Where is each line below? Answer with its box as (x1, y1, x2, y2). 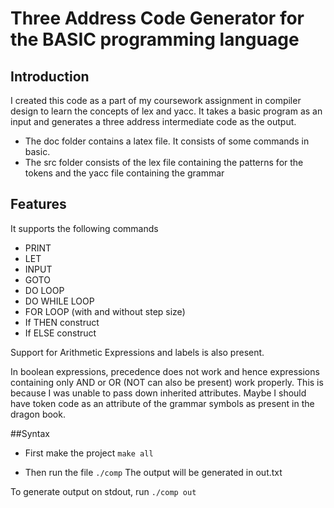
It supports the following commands (10, 222, 159, 234)
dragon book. (10, 408, 66, 420)
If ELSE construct (24, 327, 97, 339)
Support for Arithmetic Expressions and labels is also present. (10, 346, 265, 358)
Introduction (10, 68, 90, 85)
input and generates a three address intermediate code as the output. (10, 116, 297, 127)
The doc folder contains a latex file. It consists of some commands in (24, 135, 310, 147)
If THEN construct (24, 316, 100, 328)
